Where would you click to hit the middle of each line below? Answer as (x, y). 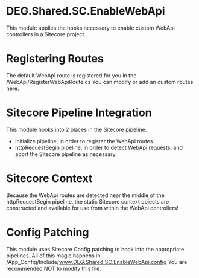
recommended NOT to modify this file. (54, 268)
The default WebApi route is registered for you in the (71, 75)
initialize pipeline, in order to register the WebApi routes (84, 141)
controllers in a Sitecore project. (46, 34)
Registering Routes (55, 59)
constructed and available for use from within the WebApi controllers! (93, 208)
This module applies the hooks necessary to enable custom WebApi (90, 28)
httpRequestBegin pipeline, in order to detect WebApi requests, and (99, 147)
